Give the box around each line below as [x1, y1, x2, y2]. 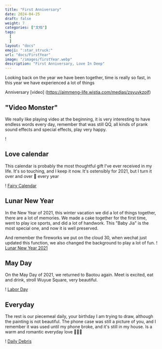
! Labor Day [5, 286, 28, 292]
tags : [5, 30, 16, 35]
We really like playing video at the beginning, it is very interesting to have [5, 116, 150, 122]
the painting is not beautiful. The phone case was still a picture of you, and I [5, 319, 156, 325]
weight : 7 [5, 20, 25, 26]
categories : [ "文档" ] [5, 25, 47, 30]
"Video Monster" [5, 103, 58, 112]
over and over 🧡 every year [5, 173, 59, 179]
